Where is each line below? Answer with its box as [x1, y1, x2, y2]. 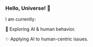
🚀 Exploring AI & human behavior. [5, 26, 76, 32]
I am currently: [5, 16, 36, 22]
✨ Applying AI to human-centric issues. [5, 36, 88, 42]
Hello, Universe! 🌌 [5, 5, 51, 12]
